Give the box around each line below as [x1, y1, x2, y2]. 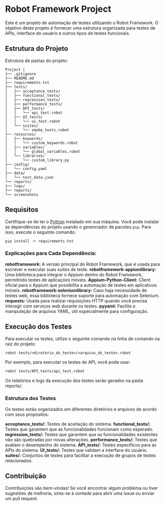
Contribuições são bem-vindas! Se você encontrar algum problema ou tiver [5, 485, 159, 491]
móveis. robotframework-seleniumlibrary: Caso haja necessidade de [5, 287, 147, 293]
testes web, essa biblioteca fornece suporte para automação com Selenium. [5, 292, 160, 299]
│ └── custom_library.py [5, 158, 69, 163]
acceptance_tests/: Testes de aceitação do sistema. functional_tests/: [5, 421, 151, 427]
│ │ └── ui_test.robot [5, 119, 61, 124]
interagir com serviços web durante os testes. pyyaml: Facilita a [5, 303, 135, 309]
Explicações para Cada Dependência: [5, 250, 97, 257]
